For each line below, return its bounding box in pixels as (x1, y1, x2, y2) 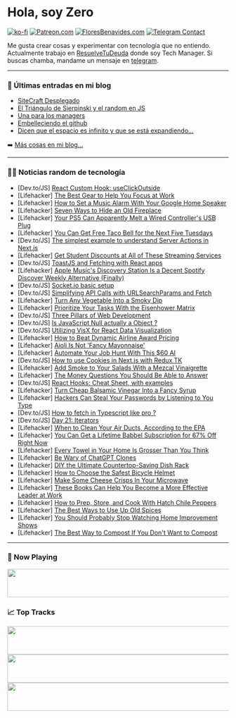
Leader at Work (17, 491, 63, 499)
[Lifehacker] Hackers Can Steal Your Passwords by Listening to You (17, 393, 214, 402)
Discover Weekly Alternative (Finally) (17, 273, 124, 282)
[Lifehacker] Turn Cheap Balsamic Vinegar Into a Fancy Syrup (17, 386, 197, 394)
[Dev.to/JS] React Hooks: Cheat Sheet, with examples (17, 378, 173, 387)
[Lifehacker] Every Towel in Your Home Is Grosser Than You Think (17, 446, 209, 454)
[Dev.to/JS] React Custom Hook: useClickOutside (17, 183, 160, 192)
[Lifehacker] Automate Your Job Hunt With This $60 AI (17, 348, 176, 357)
